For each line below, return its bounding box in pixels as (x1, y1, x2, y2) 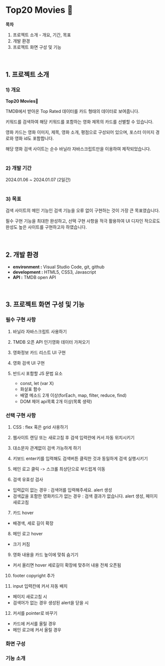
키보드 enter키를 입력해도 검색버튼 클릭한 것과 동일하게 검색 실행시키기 (12, 456, 148, 461)
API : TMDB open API (12, 275, 56, 280)
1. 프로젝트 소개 (5, 70, 50, 79)
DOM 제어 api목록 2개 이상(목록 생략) (20, 398, 92, 404)
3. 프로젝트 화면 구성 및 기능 (5, 300, 85, 309)
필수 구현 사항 (5, 316, 36, 323)
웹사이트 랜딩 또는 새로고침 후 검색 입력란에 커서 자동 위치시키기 (12, 435, 135, 441)
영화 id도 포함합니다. (14, 135, 54, 141)
